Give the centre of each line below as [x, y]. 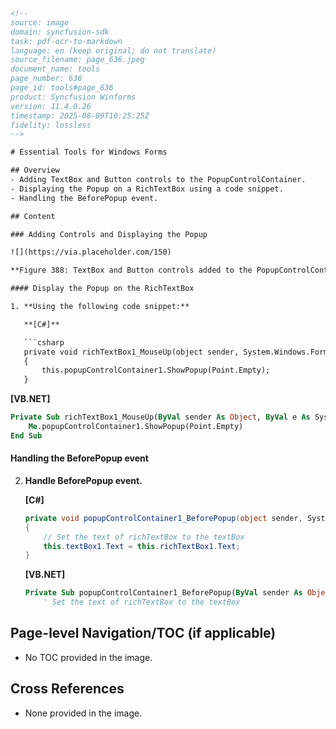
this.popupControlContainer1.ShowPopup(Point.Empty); [156, 370]
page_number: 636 [46, 79]
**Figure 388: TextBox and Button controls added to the [131, 270]
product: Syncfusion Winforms [73, 97]
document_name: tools [55, 69]
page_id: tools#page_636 [62, 88]
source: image [40, 22]
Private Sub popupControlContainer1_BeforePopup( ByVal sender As [163, 593]
